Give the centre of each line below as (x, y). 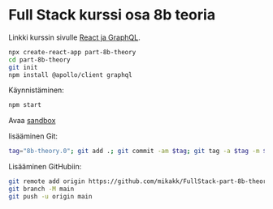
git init (23, 67)
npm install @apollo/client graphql (70, 75)
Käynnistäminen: (37, 90)
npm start (25, 105)
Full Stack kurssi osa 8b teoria (112, 15)
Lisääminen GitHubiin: (45, 167)
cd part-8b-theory (39, 60)
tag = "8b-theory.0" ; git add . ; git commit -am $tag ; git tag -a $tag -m (134, 151)
